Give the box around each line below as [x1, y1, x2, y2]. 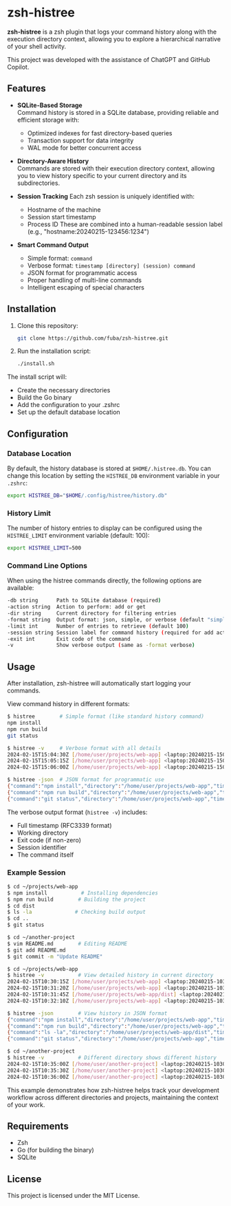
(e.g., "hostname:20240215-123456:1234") [27, 227, 150, 235]
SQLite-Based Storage [16, 101, 82, 109]
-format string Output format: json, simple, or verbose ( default [7, 616, 205, 623]
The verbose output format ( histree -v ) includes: [7, 808, 148, 816]
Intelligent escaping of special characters [27, 283, 144, 292]
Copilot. [7, 63, 30, 71]
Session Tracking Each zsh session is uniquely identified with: [16, 192, 195, 200]
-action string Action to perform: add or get [7, 604, 146, 611]
